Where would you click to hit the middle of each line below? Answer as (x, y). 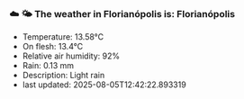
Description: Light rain (63, 76)
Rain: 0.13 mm (48, 66)
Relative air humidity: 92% (71, 56)
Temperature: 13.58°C (63, 37)
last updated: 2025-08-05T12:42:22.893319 (104, 85)
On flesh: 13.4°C (53, 47)
